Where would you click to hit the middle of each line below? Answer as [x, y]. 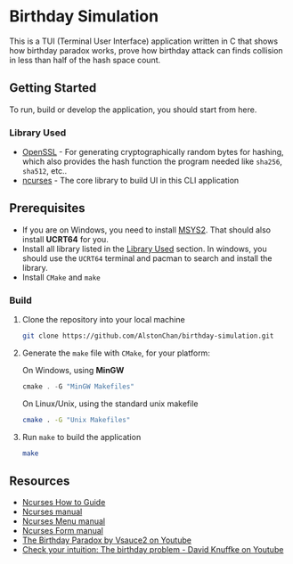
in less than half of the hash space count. [85, 60]
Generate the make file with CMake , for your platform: [116, 353]
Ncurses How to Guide [64, 503]
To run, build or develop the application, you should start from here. [133, 110]
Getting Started [53, 88]
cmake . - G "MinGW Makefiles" [78, 387]
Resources [40, 482]
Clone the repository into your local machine [103, 320]
